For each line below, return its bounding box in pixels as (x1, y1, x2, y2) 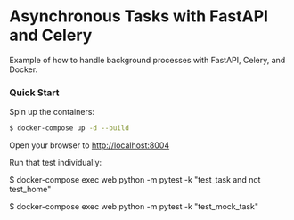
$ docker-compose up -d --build (9, 124, 129, 133)
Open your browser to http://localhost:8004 (9, 140, 170, 151)
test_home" (9, 184, 52, 195)
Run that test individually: (9, 158, 102, 168)
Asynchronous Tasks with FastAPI (9, 6, 269, 27)
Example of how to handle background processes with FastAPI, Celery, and (9, 54, 286, 65)
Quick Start (9, 86, 60, 99)
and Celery (9, 25, 93, 45)
